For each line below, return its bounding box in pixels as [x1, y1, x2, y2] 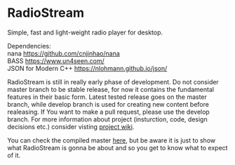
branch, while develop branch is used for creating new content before [7, 100, 209, 108]
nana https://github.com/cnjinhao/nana [7, 49, 121, 58]
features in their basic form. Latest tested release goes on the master [7, 93, 207, 101]
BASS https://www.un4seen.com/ [7, 56, 105, 65]
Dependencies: [7, 41, 51, 50]
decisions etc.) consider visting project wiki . [7, 122, 135, 131]
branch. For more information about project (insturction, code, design [7, 114, 208, 124]
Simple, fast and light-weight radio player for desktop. [7, 28, 163, 37]
